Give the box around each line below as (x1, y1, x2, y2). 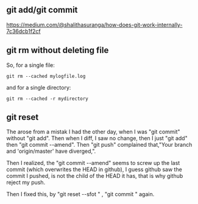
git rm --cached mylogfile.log (6, 73, 86, 79)
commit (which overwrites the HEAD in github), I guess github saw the (6, 166, 183, 173)
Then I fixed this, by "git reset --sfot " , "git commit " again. (6, 191, 155, 198)
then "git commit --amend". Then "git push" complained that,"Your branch (6, 141, 193, 149)
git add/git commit (6, 5, 78, 15)
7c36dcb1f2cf (6, 27, 41, 35)
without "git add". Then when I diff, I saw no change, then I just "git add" (6, 135, 188, 142)
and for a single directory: (6, 83, 71, 91)
